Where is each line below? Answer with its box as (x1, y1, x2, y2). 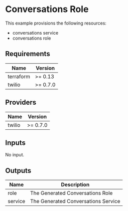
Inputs (5, 138, 26, 147)
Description (61, 181, 90, 188)
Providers (5, 98, 37, 107)
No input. (5, 152, 25, 158)
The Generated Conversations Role (30, 189, 113, 196)
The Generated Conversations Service (30, 198, 120, 205)
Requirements (5, 50, 50, 58)
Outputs (5, 166, 32, 175)
